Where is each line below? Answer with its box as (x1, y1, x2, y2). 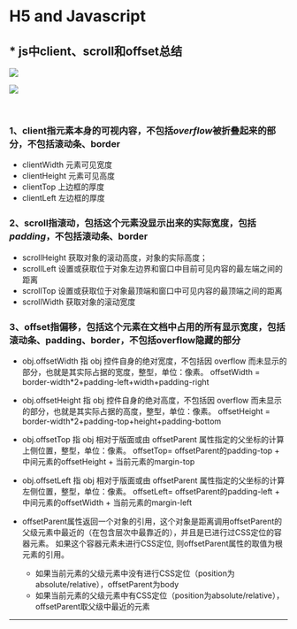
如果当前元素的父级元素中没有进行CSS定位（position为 (34, 568, 236, 579)
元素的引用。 (21, 548, 69, 559)
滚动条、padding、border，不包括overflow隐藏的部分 (9, 334, 241, 346)
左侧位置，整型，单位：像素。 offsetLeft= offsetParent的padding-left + (21, 486, 280, 496)
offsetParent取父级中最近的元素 (34, 601, 150, 611)
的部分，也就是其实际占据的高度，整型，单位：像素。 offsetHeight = (21, 405, 271, 417)
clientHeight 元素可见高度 (21, 171, 115, 181)
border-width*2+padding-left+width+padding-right (21, 376, 209, 387)
